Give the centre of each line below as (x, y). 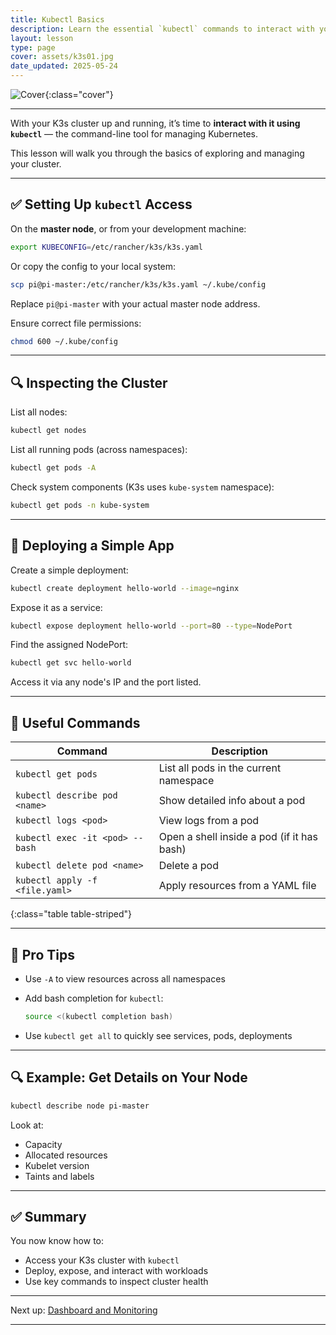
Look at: (27, 1125)
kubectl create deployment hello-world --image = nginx (125, 588)
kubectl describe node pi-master (80, 1106)
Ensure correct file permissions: (76, 323)
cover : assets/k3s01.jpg (62, 57)
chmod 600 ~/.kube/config (64, 341)
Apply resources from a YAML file (237, 886)
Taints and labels (59, 1176)
